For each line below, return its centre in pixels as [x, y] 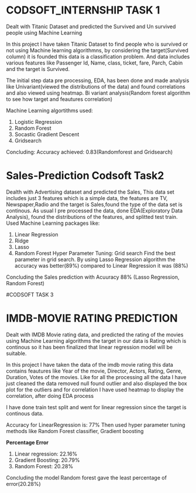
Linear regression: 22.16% [46, 454]
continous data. [25, 413]
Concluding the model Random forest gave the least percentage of [86, 477]
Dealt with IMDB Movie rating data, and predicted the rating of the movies [95, 335]
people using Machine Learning [44, 32]
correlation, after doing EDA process [50, 396]
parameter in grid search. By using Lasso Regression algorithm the [95, 259]
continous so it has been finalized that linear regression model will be [90, 347]
